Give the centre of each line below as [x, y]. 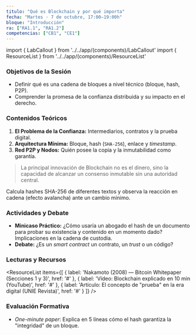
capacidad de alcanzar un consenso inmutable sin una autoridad [99, 173]
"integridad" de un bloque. [47, 325]
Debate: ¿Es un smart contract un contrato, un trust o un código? [94, 244]
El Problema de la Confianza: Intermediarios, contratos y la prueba [96, 131]
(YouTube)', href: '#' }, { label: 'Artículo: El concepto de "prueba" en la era [95, 285]
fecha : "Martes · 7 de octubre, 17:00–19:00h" [64, 17]
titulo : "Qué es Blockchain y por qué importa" [66, 11]
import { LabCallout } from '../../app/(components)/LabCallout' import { [91, 50]
